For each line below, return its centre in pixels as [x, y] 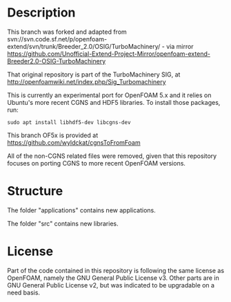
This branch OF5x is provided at [53, 135]
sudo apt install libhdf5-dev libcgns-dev [69, 122]
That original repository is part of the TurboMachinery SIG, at [94, 74]
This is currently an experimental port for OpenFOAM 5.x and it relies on [109, 95]
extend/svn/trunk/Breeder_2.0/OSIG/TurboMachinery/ [84, 46]
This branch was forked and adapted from [67, 32]
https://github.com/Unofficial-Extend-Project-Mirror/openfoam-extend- [109, 54]
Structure [35, 191]
